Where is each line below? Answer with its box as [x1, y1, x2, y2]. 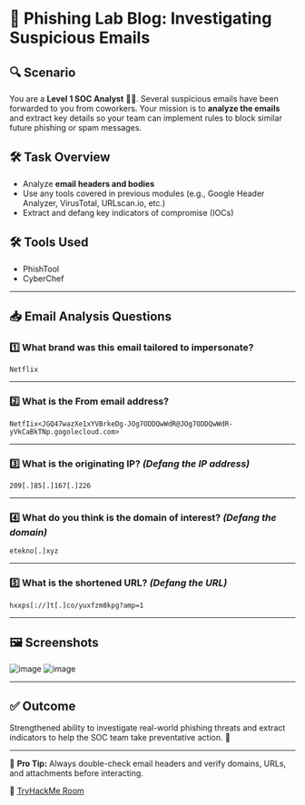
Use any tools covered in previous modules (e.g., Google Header [22, 188, 265, 199]
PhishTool [22, 263, 60, 274]
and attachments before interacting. [9, 768, 143, 779]
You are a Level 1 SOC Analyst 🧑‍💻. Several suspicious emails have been [9, 93, 280, 103]
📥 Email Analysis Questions [9, 309, 172, 325]
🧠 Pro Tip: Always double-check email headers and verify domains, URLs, [9, 758, 287, 770]
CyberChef [22, 272, 64, 284]
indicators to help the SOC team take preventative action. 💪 [9, 732, 231, 743]
